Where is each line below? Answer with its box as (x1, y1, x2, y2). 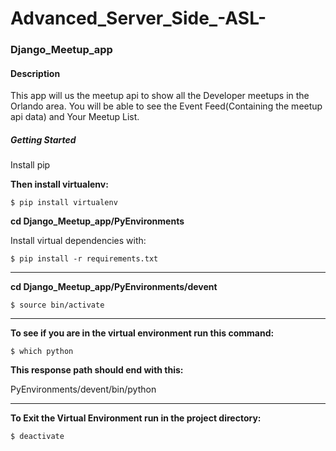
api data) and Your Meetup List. (10, 111, 140, 123)
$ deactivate (10, 432, 65, 442)
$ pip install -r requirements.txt (10, 254, 159, 264)
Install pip (10, 159, 51, 171)
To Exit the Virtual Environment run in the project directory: (10, 412, 262, 424)
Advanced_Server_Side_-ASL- (10, 7, 267, 30)
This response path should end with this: (10, 364, 184, 376)
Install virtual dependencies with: (10, 235, 147, 247)
